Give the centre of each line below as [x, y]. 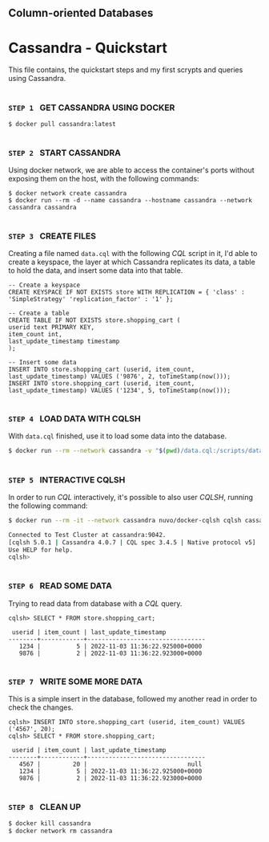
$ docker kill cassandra [50, 823]
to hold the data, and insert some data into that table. [96, 270]
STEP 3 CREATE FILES [52, 236]
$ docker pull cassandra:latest [62, 124]
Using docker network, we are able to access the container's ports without [131, 170]
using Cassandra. [37, 79]
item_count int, [35, 334]
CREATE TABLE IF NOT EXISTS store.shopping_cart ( [94, 320]
